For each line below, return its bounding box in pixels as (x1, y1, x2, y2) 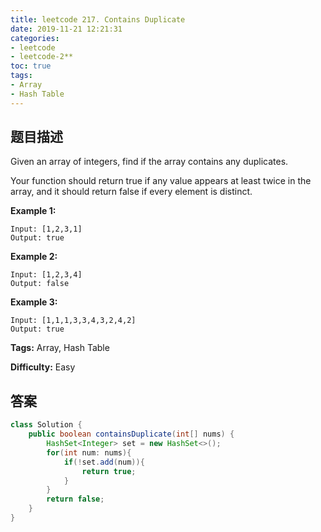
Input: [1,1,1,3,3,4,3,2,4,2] (10, 316, 137, 326)
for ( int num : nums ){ (46, 447, 132, 458)
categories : (10, 33, 60, 43)
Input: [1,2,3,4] (10, 270, 83, 280)
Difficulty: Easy (10, 361, 76, 373)
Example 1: (10, 205, 57, 217)
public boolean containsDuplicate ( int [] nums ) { (28, 429, 235, 440)
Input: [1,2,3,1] (10, 224, 83, 235)
